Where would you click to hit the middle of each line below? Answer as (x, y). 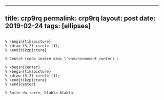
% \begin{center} (23, 67)
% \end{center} (20, 84)
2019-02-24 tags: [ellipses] (48, 26)
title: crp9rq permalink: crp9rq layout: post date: (80, 18)
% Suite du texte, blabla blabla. (40, 93)
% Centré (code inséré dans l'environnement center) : (62, 59)
